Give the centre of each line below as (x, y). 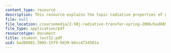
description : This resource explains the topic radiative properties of (84, 15)
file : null (17, 19)
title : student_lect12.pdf (34, 38)
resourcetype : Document (31, 33)
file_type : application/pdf (35, 29)
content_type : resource (31, 10)
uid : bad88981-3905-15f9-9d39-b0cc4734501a (52, 43)
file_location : (21, 24)
